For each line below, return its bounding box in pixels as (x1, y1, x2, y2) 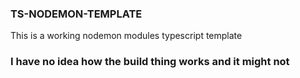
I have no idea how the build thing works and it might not (10, 55, 290, 69)
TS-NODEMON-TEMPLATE (10, 7, 143, 21)
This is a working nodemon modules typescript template (10, 30, 243, 42)
